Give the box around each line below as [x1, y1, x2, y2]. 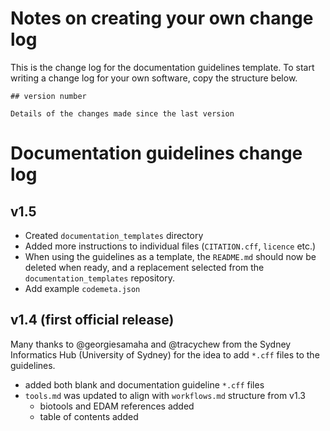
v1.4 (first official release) [10, 312, 175, 329]
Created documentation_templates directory [24, 229, 204, 241]
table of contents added [39, 410, 139, 422]
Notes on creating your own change [10, 7, 314, 30]
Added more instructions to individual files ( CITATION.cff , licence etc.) [24, 240, 317, 252]
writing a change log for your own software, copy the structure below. [10, 72, 298, 84]
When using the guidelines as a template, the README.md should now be [24, 250, 317, 262]
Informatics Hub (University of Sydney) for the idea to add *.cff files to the [10, 348, 320, 361]
